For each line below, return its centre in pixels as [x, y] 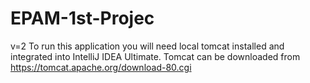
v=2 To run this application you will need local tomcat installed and [147, 46]
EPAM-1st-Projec [82, 18]
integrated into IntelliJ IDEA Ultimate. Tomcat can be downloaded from [155, 56]
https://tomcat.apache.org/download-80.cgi [101, 67]
